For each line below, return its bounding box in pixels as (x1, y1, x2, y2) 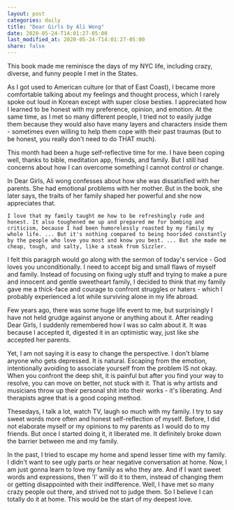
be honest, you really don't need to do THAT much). (7, 135, 157, 143)
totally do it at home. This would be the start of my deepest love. (7, 495, 193, 503)
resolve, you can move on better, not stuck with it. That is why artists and (7, 379, 218, 387)
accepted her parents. (7, 336, 71, 344)
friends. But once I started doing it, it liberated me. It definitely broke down (7, 430, 221, 437)
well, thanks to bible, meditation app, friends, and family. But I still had (7, 156, 208, 164)
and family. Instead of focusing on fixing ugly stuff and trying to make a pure (7, 270, 227, 278)
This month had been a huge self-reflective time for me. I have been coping (7, 148, 225, 156)
